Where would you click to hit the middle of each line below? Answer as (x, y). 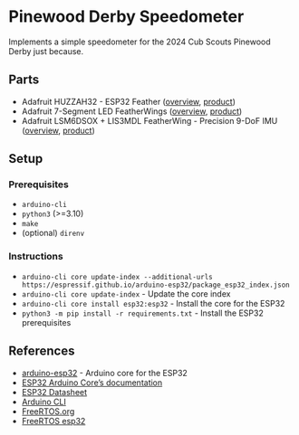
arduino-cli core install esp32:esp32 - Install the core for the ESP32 (153, 303)
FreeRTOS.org (48, 411)
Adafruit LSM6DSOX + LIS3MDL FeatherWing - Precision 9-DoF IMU (149, 120)
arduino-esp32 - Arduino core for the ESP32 (104, 373)
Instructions (36, 257)
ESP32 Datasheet (54, 392)
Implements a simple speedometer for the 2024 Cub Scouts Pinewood (140, 42)
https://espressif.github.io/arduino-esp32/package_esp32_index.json (156, 285)
